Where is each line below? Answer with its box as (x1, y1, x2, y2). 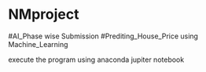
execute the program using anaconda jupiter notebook (8, 55, 185, 64)
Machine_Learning (8, 39, 68, 49)
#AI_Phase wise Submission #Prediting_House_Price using (8, 31, 199, 41)
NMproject (8, 5, 79, 23)
